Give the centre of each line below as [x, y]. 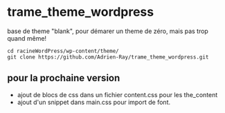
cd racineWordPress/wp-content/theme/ [63, 51]
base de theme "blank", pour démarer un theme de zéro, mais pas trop [108, 31]
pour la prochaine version [64, 78]
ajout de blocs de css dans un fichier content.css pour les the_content [117, 94]
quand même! [27, 38]
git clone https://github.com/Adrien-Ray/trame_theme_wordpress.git [108, 57]
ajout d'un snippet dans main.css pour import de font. [94, 102]
